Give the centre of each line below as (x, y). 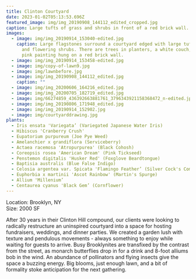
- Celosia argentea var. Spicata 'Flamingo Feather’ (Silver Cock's (96, 169)
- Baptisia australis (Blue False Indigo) (64, 164)
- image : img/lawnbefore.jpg (47, 71)
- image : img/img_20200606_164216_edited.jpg (68, 88)
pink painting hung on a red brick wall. (73, 55)
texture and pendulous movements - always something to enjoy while (90, 238)
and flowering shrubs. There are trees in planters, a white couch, (106, 50)
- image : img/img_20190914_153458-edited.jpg (68, 60)
